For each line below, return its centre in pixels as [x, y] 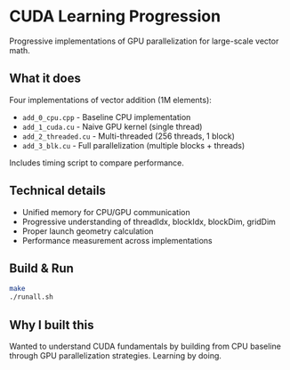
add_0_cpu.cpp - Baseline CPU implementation [106, 117]
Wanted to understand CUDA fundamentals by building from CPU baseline [145, 346]
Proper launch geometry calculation [88, 231]
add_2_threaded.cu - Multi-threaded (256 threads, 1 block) [129, 136]
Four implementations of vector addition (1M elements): [110, 100]
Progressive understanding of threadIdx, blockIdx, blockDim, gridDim [149, 221]
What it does [45, 79]
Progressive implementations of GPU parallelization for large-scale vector [144, 41]
